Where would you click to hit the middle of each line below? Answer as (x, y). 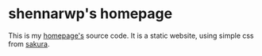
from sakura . (29, 43)
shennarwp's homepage (91, 14)
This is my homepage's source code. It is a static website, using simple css (131, 35)
